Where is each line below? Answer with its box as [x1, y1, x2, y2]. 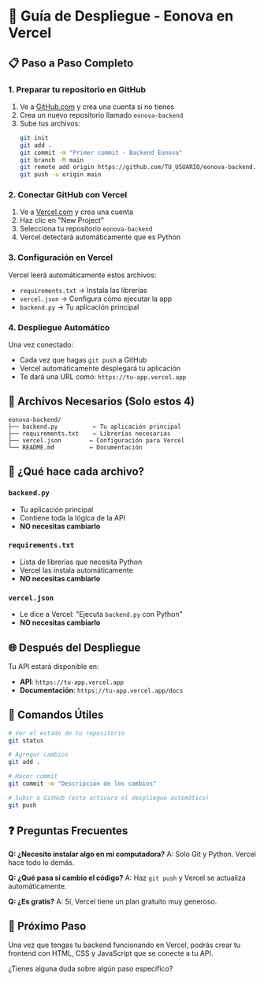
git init [19, 133, 49, 141]
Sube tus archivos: [19, 118, 80, 128]
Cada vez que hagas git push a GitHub [19, 355, 147, 365]
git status [8, 736, 44, 745]
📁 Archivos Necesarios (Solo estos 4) [8, 395, 195, 408]
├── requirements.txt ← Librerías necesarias [8, 430, 171, 438]
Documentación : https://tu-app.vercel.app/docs [19, 685, 184, 694]
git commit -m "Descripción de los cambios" [8, 780, 157, 788]
